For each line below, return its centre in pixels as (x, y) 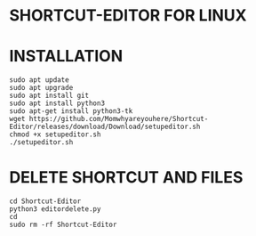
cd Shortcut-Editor (45, 201)
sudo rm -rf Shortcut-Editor (63, 225)
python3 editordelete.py (55, 209)
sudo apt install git (49, 96)
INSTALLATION (66, 57)
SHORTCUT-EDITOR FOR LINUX (128, 16)
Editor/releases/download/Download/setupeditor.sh (105, 127)
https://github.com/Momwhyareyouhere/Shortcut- (119, 119)
